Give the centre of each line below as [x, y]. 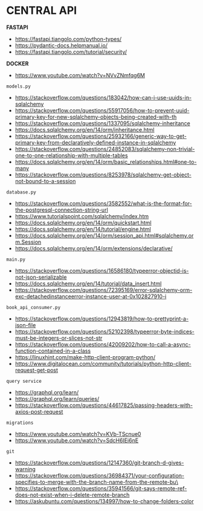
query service [24, 381]
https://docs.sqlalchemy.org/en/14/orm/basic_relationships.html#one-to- [106, 161]
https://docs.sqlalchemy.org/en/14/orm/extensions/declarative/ [94, 248]
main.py [16, 259]
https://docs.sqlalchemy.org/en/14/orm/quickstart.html [83, 223]
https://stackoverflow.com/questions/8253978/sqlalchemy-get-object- [103, 174]
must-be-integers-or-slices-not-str [59, 338]
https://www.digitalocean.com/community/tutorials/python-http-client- [103, 363]
